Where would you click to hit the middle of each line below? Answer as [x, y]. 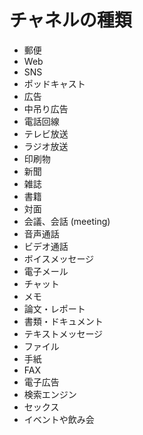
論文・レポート [54, 308]
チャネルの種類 [70, 20]
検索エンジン [50, 394]
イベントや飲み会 [59, 419]
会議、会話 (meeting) [67, 221]
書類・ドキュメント [63, 321]
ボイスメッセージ [59, 258]
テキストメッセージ [63, 333]
